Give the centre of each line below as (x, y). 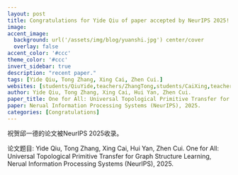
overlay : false (36, 47)
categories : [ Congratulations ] (53, 112)
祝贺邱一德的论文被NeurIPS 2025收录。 (65, 133)
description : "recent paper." (52, 73)
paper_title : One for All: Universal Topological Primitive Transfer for (119, 99)
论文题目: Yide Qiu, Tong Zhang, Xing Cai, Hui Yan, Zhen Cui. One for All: (113, 148)
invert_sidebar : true (39, 66)
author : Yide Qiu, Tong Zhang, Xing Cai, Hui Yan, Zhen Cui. (100, 92)
